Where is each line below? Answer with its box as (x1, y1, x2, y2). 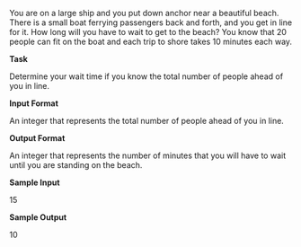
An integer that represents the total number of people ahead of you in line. (9, 116, 285, 126)
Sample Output (9, 212, 67, 223)
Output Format (9, 133, 66, 143)
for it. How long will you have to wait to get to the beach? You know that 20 (9, 27, 288, 37)
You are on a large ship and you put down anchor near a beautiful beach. (9, 8, 279, 18)
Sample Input (9, 177, 60, 188)
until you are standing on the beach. (9, 160, 143, 170)
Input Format (9, 98, 58, 109)
